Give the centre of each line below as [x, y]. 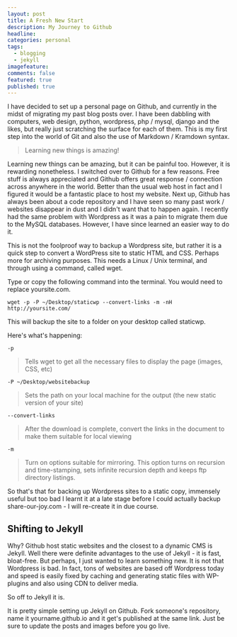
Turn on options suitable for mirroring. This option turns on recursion [125, 463]
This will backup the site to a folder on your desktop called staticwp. [107, 322]
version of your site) [54, 403]
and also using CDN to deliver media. [84, 584]
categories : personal [39, 40]
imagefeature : [28, 67]
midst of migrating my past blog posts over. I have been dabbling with [109, 114]
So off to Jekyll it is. [36, 597]
